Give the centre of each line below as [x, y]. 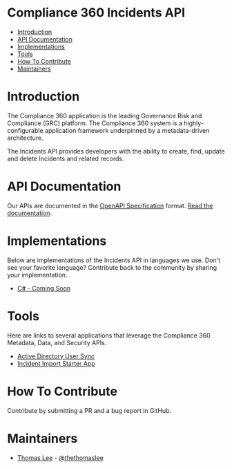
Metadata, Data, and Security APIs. [57, 342]
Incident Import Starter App [56, 363]
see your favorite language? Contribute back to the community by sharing [112, 267]
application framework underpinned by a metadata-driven [127, 130]
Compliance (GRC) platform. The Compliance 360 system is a [95, 123]
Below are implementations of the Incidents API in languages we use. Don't [114, 260]
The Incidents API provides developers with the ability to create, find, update [116, 151]
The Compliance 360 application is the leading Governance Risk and [105, 116]
